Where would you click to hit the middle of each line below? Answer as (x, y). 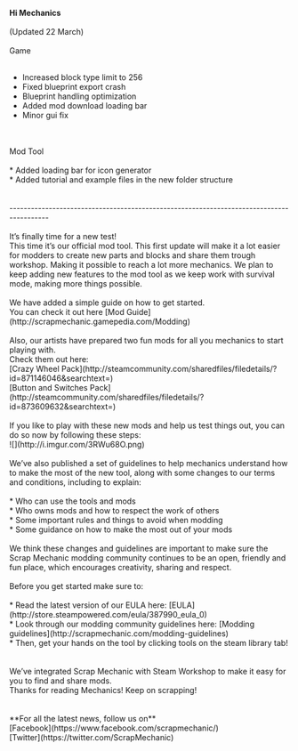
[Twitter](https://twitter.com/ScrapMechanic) (92, 737)
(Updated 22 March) (47, 32)
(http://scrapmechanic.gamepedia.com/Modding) (100, 321)
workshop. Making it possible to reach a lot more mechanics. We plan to (141, 265)
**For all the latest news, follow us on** (83, 719)
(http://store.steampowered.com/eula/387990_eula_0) (108, 614)
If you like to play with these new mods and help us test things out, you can (147, 425)
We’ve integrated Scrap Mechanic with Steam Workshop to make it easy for (148, 671)
